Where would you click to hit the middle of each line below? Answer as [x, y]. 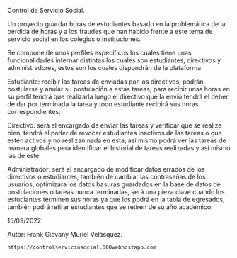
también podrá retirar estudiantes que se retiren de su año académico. [110, 207]
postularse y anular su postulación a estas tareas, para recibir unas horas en [118, 89]
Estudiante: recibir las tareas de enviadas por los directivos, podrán [105, 82]
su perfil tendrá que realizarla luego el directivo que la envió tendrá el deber [118, 96]
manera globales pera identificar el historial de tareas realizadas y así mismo [119, 148]
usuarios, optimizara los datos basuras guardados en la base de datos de [114, 184]
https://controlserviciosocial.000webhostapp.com [82, 247]
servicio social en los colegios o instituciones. [74, 39]
